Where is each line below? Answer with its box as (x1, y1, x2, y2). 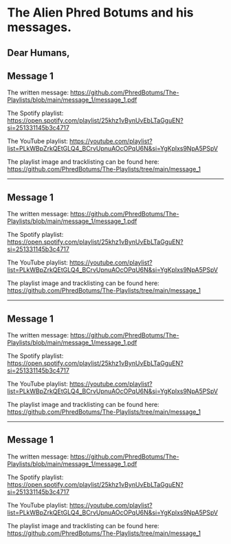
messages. (7, 19, 72, 35)
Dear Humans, (7, 47, 70, 59)
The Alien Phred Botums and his (7, 5, 194, 21)
